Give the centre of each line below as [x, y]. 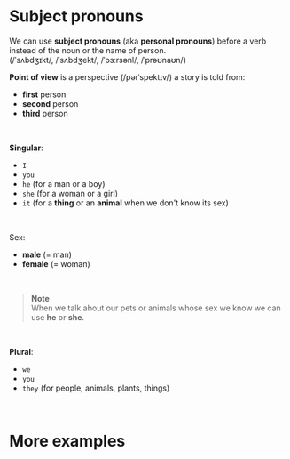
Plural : [21, 351]
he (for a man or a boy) [63, 183]
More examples [67, 441]
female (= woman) [56, 263]
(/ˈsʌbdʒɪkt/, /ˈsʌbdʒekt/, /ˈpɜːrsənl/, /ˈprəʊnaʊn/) [98, 60]
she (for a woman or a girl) [70, 193]
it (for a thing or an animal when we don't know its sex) [125, 203]
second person [50, 103]
